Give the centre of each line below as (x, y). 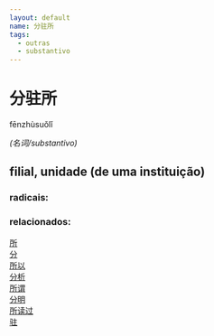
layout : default (40, 18)
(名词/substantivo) (44, 143)
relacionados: (40, 222)
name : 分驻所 (32, 26)
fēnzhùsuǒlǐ (31, 125)
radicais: (29, 198)
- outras (34, 43)
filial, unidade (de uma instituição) (107, 172)
